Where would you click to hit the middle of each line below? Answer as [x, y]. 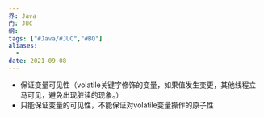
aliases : [23, 46]
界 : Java [22, 16]
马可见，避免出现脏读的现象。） [71, 94]
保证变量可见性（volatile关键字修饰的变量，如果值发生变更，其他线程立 [138, 85]
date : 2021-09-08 [38, 61]
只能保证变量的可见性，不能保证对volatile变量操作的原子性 [117, 105]
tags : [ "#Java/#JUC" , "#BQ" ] [56, 38]
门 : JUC [21, 23]
